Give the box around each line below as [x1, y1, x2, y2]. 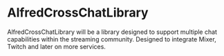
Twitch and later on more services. [7, 42, 106, 50]
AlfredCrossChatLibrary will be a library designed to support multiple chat [7, 28, 218, 36]
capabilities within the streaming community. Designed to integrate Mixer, [7, 35, 216, 43]
